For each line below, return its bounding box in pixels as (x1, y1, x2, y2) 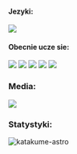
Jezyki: (8, 6, 34, 16)
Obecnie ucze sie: (8, 42, 70, 51)
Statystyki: (8, 119, 53, 130)
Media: (8, 81, 36, 92)
